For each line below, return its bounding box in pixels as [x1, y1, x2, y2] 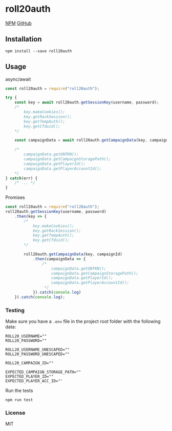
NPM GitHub [5, 20, 32, 26]
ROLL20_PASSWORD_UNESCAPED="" [5, 352, 70, 357]
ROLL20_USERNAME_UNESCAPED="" [5, 347, 70, 353]
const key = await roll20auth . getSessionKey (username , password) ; [14, 100, 159, 105]
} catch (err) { [5, 175, 38, 181]
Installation [5, 35, 42, 44]
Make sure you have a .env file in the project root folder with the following [5, 318, 161, 324]
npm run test [5, 398, 33, 403]
